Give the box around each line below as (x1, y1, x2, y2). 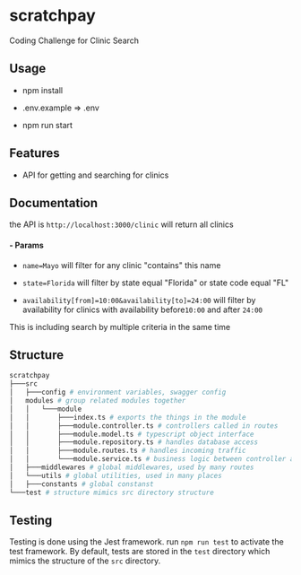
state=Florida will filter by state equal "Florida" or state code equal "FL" (21, 277, 289, 288)
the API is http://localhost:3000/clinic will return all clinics (9, 219, 235, 230)
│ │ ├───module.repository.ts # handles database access (9, 438, 258, 447)
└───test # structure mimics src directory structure (9, 488, 215, 497)
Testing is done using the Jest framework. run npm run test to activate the (9, 536, 284, 547)
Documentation (9, 195, 99, 211)
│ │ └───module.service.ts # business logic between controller (9, 455, 287, 464)
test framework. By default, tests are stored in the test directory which (9, 546, 271, 557)
